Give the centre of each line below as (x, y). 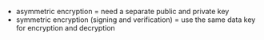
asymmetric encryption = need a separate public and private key (122, 11)
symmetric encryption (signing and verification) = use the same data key (136, 20)
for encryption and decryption (66, 28)
